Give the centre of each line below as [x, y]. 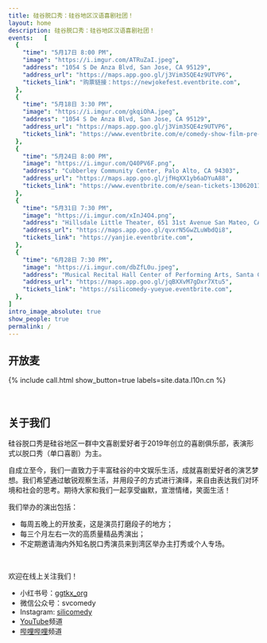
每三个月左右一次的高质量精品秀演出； [82, 534]
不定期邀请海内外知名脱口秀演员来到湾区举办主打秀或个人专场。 [124, 544]
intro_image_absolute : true [55, 311]
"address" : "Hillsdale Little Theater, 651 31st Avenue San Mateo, [136, 223]
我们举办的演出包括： [43, 507]
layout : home [30, 23]
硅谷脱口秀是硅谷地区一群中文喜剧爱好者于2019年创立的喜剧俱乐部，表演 [128, 443]
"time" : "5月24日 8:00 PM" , [68, 156]
